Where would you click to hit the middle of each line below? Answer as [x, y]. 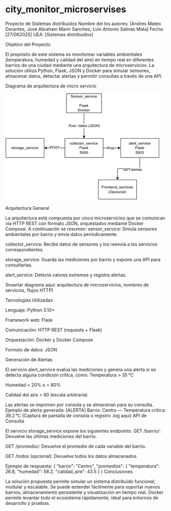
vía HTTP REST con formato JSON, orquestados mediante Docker [75, 223]
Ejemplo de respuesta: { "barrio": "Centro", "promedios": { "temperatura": [82, 466]
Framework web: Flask [29, 320]
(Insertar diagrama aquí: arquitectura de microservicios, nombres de [77, 284]
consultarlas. [19, 265]
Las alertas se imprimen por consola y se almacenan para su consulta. [79, 405]
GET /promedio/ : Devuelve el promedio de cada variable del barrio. [76, 446]
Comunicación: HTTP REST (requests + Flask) [54, 330]
